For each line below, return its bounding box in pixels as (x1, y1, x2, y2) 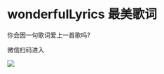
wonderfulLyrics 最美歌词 (7, 6, 158, 22)
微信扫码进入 (7, 45, 44, 54)
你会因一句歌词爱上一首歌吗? (7, 31, 91, 39)
